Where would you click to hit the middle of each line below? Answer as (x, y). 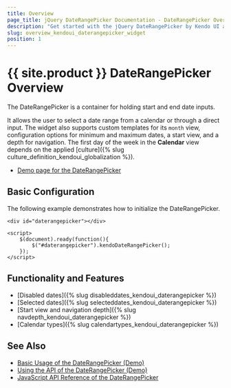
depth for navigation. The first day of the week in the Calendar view (103, 143)
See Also (26, 346)
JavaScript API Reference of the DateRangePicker (88, 377)
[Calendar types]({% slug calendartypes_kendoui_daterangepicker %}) (118, 324)
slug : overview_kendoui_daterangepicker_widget (77, 33)
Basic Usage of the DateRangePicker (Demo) (80, 363)
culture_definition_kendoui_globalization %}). (71, 157)
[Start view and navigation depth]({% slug (76, 309)
